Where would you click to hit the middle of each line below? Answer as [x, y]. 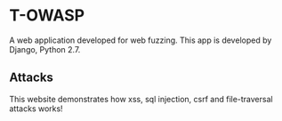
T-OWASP [47, 16]
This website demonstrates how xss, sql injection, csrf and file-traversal [141, 99]
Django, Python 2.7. [45, 49]
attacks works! [36, 109]
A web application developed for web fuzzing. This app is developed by [141, 40]
